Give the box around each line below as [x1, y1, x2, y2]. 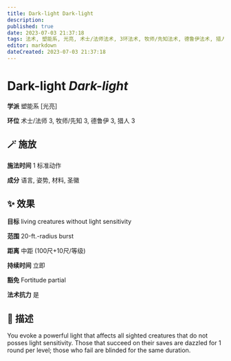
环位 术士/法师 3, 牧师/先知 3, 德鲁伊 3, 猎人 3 [7, 116, 135, 125]
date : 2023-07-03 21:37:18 [7, 29, 85, 37]
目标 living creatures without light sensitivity [7, 218, 132, 226]
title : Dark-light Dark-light [7, 10, 94, 17]
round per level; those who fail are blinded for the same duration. [7, 346, 191, 355]
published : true [7, 23, 54, 30]
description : [7, 17, 45, 23]
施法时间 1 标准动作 [7, 161, 62, 169]
